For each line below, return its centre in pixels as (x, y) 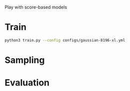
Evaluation (27, 83)
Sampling (25, 60)
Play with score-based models (36, 7)
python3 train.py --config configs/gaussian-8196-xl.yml (65, 40)
